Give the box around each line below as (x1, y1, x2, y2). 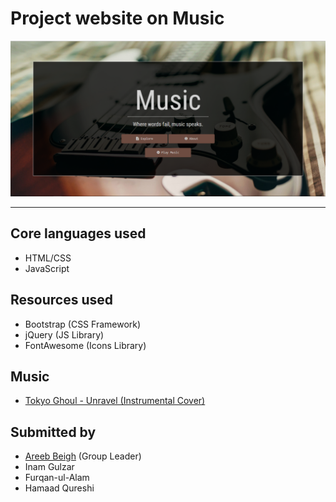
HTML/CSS (24, 252, 72, 264)
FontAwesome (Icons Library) (24, 339, 147, 351)
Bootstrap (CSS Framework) (24, 318, 142, 330)
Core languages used (10, 225, 147, 242)
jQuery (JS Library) (24, 328, 105, 341)
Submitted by (10, 423, 97, 441)
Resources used (10, 292, 113, 309)
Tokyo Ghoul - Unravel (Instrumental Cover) (24, 395, 206, 407)
